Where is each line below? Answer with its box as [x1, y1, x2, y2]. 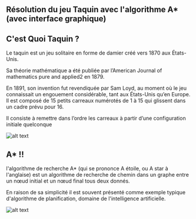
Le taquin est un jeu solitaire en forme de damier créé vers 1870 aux [6, 49, 171, 56]
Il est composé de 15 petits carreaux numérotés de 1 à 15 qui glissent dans [6, 97, 186, 105]
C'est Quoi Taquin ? [6, 33, 79, 43]
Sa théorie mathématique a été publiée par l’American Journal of [6, 67, 162, 74]
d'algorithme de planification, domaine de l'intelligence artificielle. [6, 195, 166, 202]
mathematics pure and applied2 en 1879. [6, 73, 105, 80]
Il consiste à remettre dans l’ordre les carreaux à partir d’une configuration [6, 114, 187, 122]
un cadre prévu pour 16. [6, 103, 64, 110]
